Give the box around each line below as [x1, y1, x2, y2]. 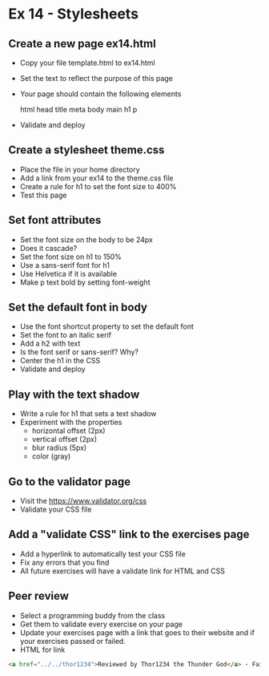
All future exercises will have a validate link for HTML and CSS [19, 566, 226, 576]
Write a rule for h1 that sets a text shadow [19, 409, 157, 419]
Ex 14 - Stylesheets [8, 5, 139, 23]
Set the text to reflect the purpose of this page [19, 74, 174, 83]
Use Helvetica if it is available [19, 269, 118, 278]
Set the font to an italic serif [19, 330, 112, 340]
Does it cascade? [19, 243, 78, 253]
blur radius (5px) [31, 443, 87, 453]
